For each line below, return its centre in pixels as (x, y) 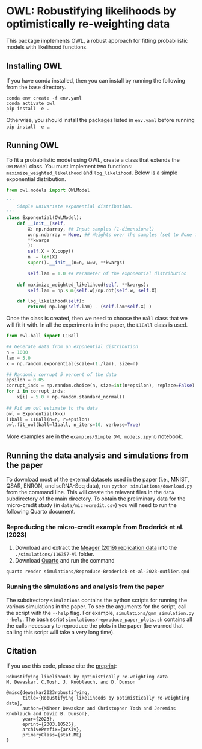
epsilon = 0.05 (25, 380)
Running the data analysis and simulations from (97, 455)
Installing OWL (34, 66)
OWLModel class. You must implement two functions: (69, 166)
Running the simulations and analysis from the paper (85, 587)
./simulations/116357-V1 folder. (55, 554)
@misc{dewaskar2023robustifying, (48, 692)
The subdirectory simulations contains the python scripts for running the (97, 600)
